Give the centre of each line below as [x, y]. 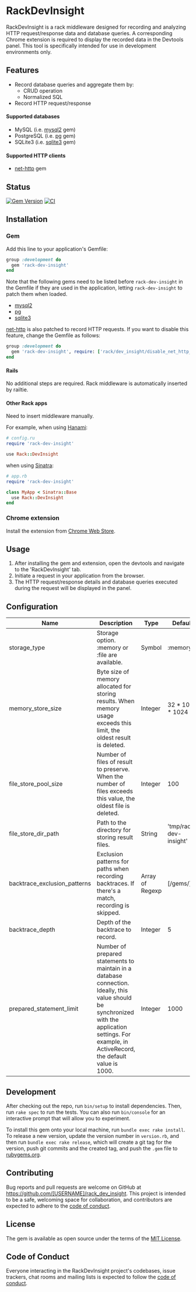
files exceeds [115, 791]
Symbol [151, 647]
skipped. [108, 913]
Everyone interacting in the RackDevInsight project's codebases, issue [91, 1271]
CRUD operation [43, 91]
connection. [113, 983]
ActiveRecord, [116, 1049]
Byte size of [113, 672]
